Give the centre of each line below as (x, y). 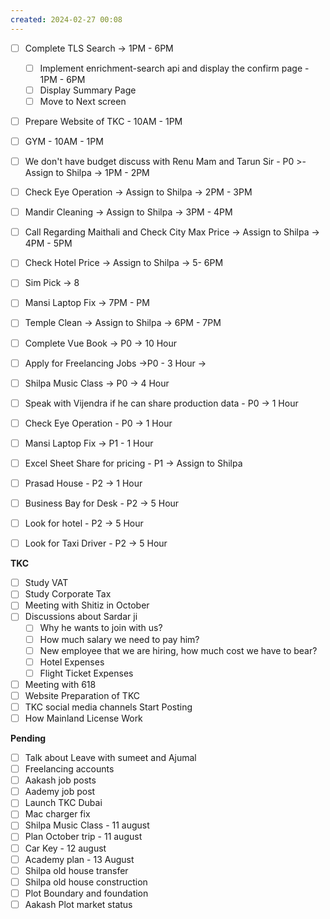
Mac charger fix (57, 814)
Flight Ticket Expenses (86, 673)
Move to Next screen (83, 101)
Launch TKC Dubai (63, 803)
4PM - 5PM (48, 243)
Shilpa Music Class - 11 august (87, 825)
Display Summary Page (88, 90)
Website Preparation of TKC (82, 695)
